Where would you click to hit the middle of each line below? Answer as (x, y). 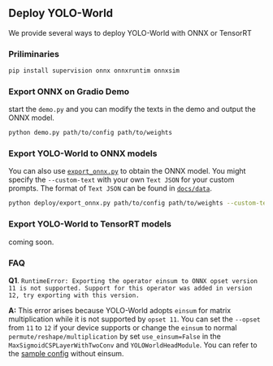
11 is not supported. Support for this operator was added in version (130, 288)
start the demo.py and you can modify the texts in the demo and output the (132, 110)
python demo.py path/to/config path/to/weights (91, 133)
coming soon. (31, 242)
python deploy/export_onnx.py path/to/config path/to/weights (116, 203)
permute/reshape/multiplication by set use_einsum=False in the (115, 336)
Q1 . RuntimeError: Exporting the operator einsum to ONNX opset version (133, 280)
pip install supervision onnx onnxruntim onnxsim (94, 71)
